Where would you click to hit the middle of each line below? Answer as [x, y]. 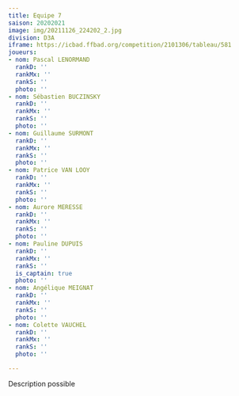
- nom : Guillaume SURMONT [51, 133]
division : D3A [32, 38]
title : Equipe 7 [35, 15]
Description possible [42, 383]
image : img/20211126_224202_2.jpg [65, 30]
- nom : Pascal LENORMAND [49, 60]
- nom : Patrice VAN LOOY [49, 170]
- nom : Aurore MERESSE [46, 207]
